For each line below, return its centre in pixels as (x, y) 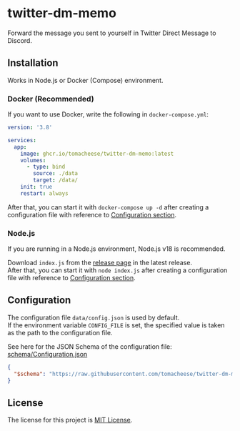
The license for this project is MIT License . (70, 420)
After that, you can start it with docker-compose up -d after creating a (108, 207)
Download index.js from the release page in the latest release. (100, 263)
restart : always (45, 193)
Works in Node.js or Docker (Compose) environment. (85, 80)
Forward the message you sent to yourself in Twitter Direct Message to (112, 33)
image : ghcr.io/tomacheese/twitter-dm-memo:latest (97, 154)
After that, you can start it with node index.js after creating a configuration (117, 270)
